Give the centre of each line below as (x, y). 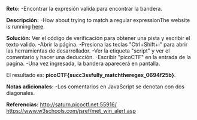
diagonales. (20, 93)
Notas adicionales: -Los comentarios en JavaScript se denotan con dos (95, 87)
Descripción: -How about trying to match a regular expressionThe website (98, 20)
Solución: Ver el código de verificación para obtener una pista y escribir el (98, 38)
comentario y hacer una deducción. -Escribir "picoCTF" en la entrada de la (99, 57)
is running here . (25, 27)
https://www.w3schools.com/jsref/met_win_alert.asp (71, 111)
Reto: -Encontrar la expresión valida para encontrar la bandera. (84, 9)
